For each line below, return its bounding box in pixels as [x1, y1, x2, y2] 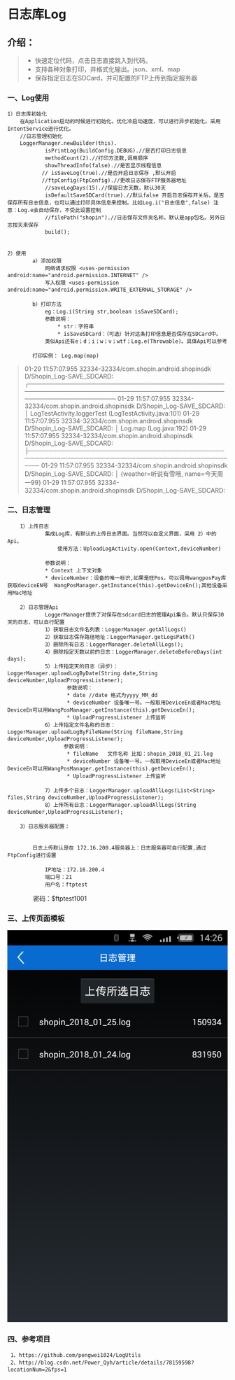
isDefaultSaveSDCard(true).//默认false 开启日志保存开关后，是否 [44, 192, 225, 199]
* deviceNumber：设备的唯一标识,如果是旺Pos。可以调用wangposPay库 [44, 575, 227, 582]
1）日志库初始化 [7, 111, 48, 118]
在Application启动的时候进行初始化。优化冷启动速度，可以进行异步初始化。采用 [20, 118, 221, 125]
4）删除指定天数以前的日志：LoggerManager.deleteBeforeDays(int [44, 648, 222, 655]
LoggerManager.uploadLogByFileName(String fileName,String [7, 728, 183, 735]
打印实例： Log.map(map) [32, 353, 99, 360]
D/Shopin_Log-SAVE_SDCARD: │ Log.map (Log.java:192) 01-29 [24, 424, 207, 432]
